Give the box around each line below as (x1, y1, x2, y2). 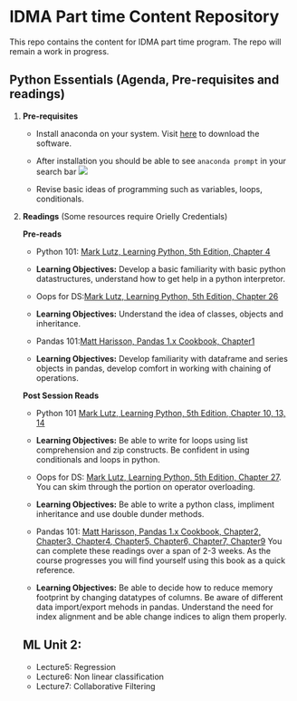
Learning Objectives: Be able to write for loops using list (35, 434, 248, 445)
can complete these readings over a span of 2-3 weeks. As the (35, 545, 272, 556)
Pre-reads (22, 229, 62, 239)
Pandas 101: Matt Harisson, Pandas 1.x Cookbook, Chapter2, (35, 526, 261, 537)
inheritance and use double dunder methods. (35, 508, 205, 519)
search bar (35, 166, 77, 177)
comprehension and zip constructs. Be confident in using (35, 444, 250, 455)
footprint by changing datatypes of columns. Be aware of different (35, 591, 283, 602)
